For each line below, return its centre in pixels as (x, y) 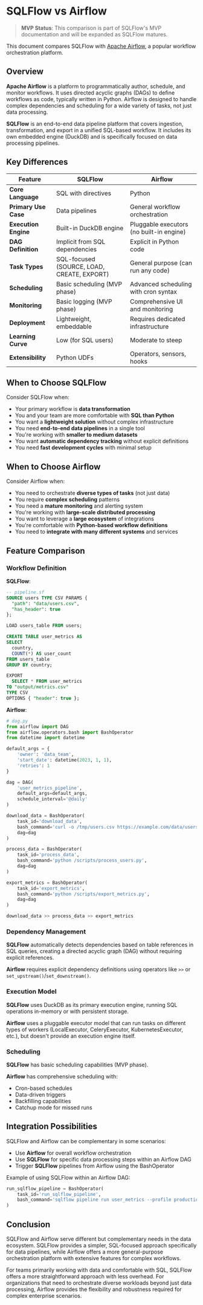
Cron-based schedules (43, 1088)
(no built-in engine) (158, 231)
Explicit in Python (154, 242)
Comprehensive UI (156, 301)
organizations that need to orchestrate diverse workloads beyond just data (99, 1283)
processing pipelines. (33, 143)
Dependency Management (46, 931)
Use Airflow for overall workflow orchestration (73, 1153)
